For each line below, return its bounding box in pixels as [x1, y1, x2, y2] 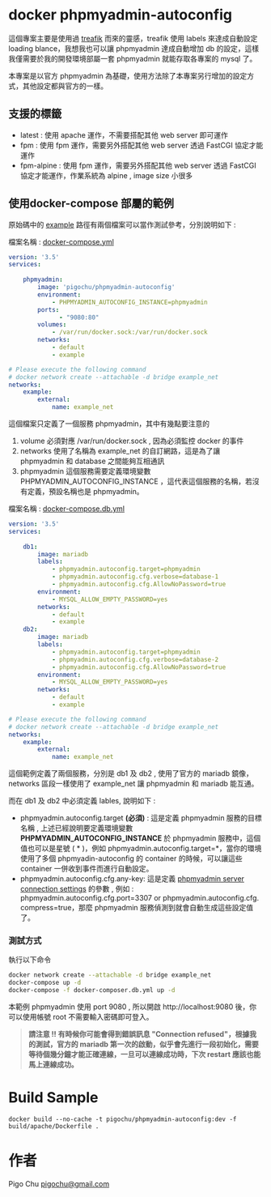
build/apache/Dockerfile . [8, 1122, 100, 1131]
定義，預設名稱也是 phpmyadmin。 [27, 487, 144, 496]
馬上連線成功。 [28, 1059, 78, 1070]
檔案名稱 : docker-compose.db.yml [8, 504, 125, 513]
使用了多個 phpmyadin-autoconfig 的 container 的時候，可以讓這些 [19, 854, 243, 863]
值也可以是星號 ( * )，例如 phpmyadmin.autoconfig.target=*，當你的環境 [19, 844, 262, 854]
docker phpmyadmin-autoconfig [8, 6, 233, 24]
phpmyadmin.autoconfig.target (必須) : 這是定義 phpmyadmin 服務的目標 [19, 813, 263, 823]
